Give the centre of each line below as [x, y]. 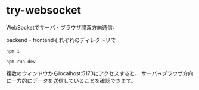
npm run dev [21, 62]
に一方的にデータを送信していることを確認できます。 [71, 81]
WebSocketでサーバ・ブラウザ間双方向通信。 [62, 27]
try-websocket [44, 10]
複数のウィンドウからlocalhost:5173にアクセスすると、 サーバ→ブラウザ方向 [100, 73]
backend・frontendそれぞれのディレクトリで [61, 40]
